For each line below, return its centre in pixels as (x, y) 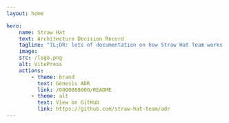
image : (28, 52)
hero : (14, 26)
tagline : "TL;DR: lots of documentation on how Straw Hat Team (112, 45)
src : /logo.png (41, 58)
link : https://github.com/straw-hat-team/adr (103, 109)
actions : (31, 70)
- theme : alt (50, 96)
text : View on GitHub (68, 103)
